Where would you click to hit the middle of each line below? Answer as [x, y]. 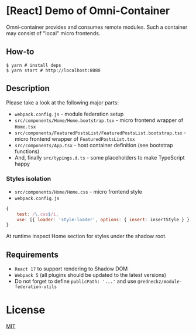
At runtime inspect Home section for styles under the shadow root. [86, 236]
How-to [20, 52]
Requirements [32, 254]
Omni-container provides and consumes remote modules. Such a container [97, 27]
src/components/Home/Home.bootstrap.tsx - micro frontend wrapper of [99, 120]
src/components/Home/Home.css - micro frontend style [78, 191]
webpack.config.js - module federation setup [69, 114]
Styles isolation [29, 179]
